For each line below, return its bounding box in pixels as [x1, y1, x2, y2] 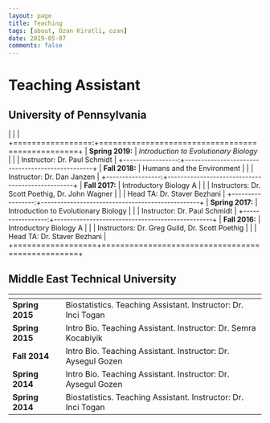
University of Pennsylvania [8, 108, 147, 121]
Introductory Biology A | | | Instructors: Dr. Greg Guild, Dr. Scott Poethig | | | [8, 223, 257, 233]
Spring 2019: [88, 146, 133, 157]
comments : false [8, 42, 63, 50]
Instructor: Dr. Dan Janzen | [8, 172, 100, 181]
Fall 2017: [84, 181, 117, 190]
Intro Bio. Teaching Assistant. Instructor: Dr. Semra [65, 322, 256, 333]
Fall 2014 [12, 350, 50, 361]
